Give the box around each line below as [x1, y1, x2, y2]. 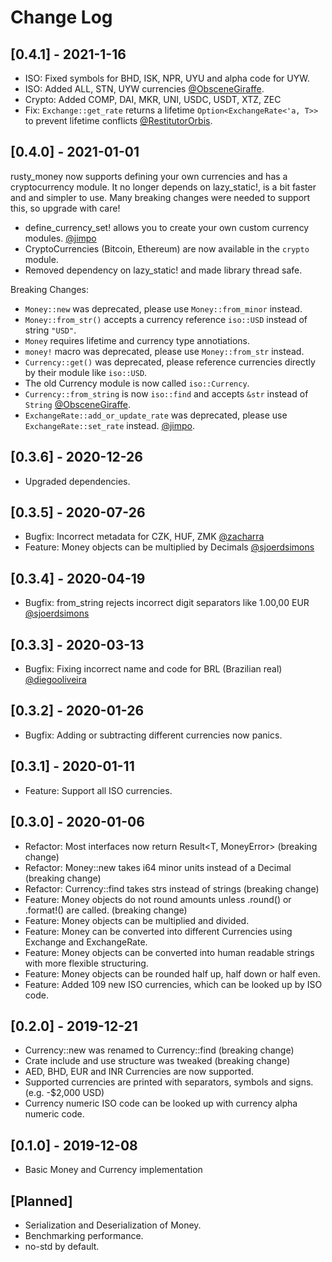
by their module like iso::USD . [24, 366, 148, 378]
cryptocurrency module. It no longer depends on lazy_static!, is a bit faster [10, 181, 317, 193]
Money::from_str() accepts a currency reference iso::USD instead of [24, 313, 308, 325]
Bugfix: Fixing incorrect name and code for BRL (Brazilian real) [24, 663, 283, 675]
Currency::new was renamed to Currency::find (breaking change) [24, 1044, 295, 1056]
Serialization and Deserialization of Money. [24, 1219, 202, 1231]
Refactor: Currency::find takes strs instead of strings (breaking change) [24, 882, 320, 895]
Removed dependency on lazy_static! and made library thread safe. [24, 264, 303, 276]
